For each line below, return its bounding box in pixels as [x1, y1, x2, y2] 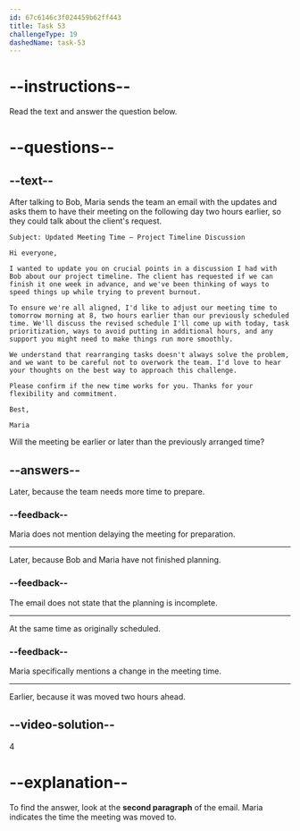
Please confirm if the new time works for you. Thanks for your [9, 382, 254, 391]
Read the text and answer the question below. [9, 106, 178, 117]
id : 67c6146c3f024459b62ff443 [9, 13, 122, 22]
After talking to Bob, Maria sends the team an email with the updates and [9, 197, 278, 208]
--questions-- [9, 138, 114, 157]
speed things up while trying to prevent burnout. [9, 288, 202, 297]
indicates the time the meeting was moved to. [9, 811, 177, 822]
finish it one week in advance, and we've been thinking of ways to [9, 280, 270, 289]
